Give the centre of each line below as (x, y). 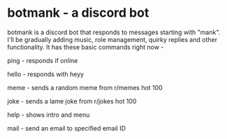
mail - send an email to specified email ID (67, 128)
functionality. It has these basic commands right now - (86, 47)
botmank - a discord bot (78, 13)
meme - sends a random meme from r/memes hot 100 (85, 87)
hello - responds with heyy (46, 74)
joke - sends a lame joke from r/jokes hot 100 (72, 101)
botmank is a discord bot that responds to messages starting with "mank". (114, 32)
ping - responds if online (43, 60)
